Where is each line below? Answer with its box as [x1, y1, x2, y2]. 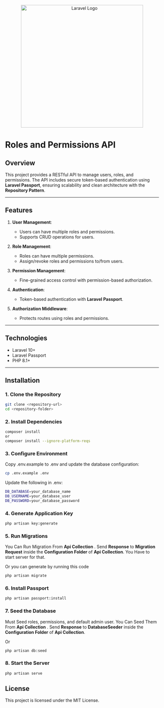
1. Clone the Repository [5, 391, 61, 397]
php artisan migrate [5, 573, 47, 578]
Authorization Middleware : [12, 306, 68, 312]
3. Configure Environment [5, 450, 68, 457]
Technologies [5, 334, 48, 342]
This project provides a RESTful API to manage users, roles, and [5, 172, 134, 178]
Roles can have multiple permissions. [19, 253, 94, 259]
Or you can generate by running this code [5, 564, 89, 570]
